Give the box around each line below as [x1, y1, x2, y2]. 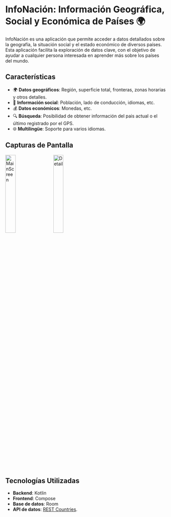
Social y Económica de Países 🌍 [5, 15, 146, 27]
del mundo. [5, 57, 29, 64]
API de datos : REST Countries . [12, 506, 78, 512]
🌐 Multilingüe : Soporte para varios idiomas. [12, 126, 106, 132]
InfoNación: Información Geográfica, [5, 4, 165, 15]
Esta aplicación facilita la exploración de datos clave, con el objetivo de [5, 47, 156, 53]
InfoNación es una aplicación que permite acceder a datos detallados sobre [5, 36, 165, 42]
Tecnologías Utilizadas [5, 476, 80, 485]
